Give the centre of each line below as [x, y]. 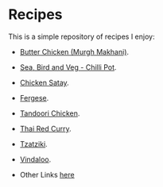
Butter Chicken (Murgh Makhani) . [74, 52]
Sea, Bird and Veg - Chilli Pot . [68, 67]
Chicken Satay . [44, 82]
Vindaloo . [35, 159]
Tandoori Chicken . [50, 113]
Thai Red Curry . [45, 128]
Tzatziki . [33, 143]
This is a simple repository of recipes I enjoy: [81, 36]
